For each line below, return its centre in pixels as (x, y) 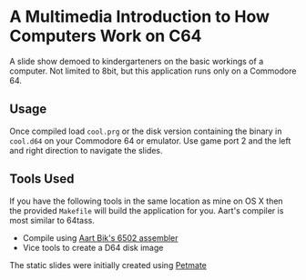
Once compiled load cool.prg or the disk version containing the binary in (146, 131)
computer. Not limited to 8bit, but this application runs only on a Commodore (153, 71)
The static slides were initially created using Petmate (108, 265)
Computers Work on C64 (106, 36)
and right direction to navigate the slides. (86, 150)
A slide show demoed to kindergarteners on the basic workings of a (137, 61)
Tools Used (42, 179)
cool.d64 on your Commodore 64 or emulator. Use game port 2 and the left (150, 140)
